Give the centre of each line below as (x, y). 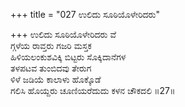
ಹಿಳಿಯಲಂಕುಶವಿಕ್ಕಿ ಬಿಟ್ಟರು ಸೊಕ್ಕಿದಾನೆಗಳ (68, 57)
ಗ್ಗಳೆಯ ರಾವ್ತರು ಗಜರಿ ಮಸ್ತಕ (51, 45)
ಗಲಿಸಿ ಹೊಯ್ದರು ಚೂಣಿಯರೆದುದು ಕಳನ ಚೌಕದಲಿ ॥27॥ (93, 90)
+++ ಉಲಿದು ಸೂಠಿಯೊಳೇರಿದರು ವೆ (63, 34)
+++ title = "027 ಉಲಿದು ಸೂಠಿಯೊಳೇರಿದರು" (85, 14)
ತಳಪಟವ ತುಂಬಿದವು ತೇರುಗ (51, 68)
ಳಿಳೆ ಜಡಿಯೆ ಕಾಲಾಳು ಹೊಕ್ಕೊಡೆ (56, 79)
